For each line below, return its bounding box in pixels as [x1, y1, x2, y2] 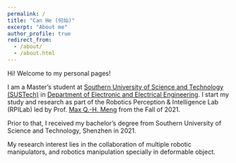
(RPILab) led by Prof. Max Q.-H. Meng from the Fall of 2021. [7, 105, 181, 114]
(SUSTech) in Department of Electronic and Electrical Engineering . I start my [7, 90, 230, 99]
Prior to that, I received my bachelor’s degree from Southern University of [7, 119, 222, 127]
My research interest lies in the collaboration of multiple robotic [7, 140, 192, 148]
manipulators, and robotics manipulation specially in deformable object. [7, 147, 216, 156]
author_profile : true [7, 30, 71, 37]
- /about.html [13, 50, 55, 57]
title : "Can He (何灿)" [7, 17, 76, 24]
